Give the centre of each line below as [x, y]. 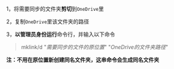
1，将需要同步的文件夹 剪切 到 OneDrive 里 [55, 9]
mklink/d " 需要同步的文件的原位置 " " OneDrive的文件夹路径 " [95, 47]
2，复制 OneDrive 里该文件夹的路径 [48, 22]
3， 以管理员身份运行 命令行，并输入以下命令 [61, 34]
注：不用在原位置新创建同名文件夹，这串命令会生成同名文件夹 [83, 60]
